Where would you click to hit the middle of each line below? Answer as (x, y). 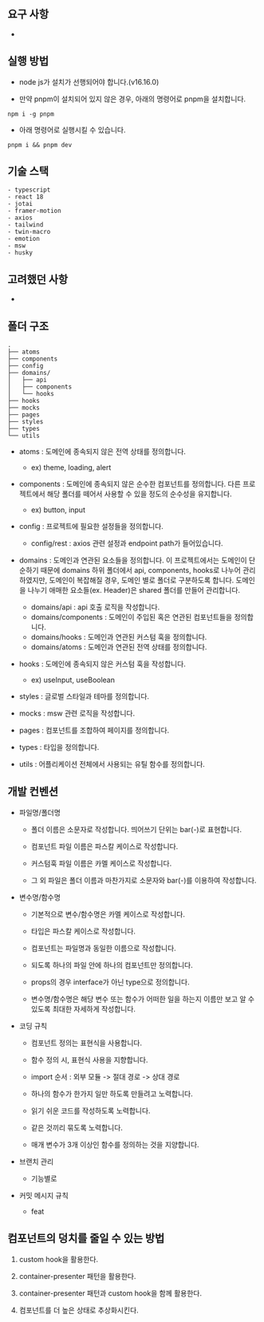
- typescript (29, 190)
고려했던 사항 (38, 279)
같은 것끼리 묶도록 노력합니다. (77, 1127)
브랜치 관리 (36, 1161)
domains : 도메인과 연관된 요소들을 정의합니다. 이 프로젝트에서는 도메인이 (133, 560)
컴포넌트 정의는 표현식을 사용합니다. (87, 1043)
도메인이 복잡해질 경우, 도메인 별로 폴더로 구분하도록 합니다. (142, 580)
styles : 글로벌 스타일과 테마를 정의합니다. (84, 697)
